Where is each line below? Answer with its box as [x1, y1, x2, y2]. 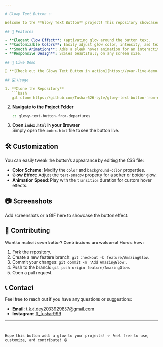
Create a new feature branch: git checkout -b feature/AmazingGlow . [12, 254, 149, 260]
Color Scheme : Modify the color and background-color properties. [12, 167, 146, 173]
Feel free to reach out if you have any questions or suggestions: [5, 296, 132, 302]
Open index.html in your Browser [12, 122, 80, 128]
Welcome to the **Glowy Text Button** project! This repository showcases [5, 20, 160, 25]
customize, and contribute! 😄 [5, 338, 68, 343]
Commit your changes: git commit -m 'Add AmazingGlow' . [12, 259, 128, 265]
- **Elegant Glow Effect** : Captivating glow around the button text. [5, 37, 151, 43]
